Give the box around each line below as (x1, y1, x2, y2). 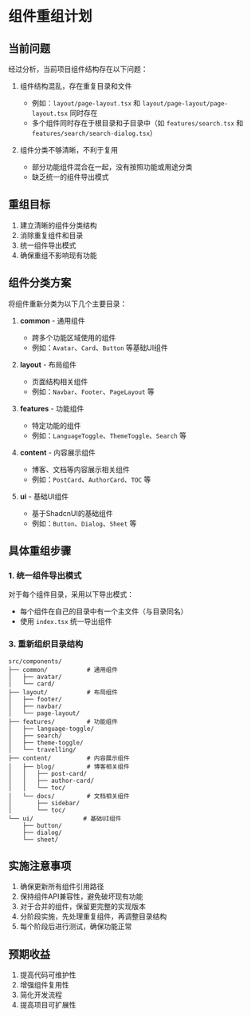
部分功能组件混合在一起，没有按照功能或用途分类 (31, 162, 193, 172)
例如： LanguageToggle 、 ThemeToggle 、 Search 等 (31, 431, 187, 440)
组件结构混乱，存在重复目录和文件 (19, 81, 132, 90)
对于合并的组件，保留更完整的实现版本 (19, 902, 146, 912)
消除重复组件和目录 (19, 230, 84, 240)
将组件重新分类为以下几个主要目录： (8, 299, 127, 308)
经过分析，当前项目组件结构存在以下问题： (8, 65, 148, 73)
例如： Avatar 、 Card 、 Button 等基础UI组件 (31, 343, 169, 352)
